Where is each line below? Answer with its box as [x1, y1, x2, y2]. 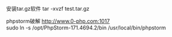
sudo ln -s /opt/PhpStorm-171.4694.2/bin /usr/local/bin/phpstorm [6, 24, 166, 31]
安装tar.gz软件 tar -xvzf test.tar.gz [6, 5, 90, 12]
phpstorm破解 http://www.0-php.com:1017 [6, 18, 110, 25]
